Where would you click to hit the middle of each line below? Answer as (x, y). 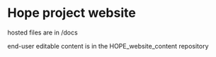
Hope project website (72, 13)
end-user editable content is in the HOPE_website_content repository (108, 46)
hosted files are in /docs (42, 32)
